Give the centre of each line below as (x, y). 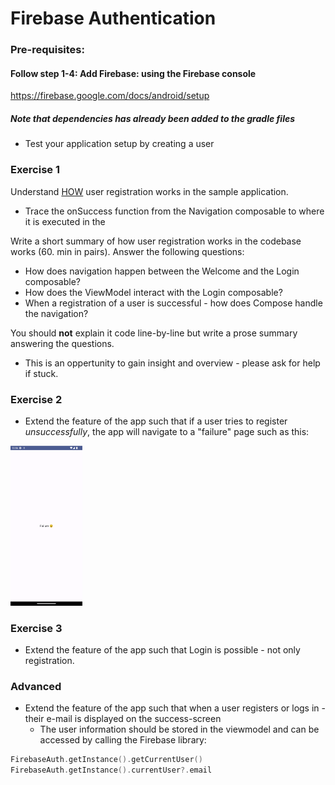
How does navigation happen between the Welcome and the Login (162, 271)
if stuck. (41, 373)
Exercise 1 (35, 170)
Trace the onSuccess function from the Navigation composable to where (174, 211)
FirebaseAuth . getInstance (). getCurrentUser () (106, 760)
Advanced (36, 687)
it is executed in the (65, 221)
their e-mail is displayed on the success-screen (123, 719)
